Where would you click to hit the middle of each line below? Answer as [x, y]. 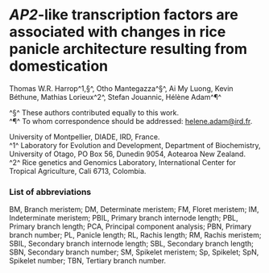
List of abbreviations [50, 192]
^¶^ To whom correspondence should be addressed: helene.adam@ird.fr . [131, 121]
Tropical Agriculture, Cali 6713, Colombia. [78, 171]
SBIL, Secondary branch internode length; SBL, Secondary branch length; [132, 244]
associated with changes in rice [118, 32]
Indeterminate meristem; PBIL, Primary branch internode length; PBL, [124, 218]
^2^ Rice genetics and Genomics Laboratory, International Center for [122, 162]
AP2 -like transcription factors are [124, 15]
